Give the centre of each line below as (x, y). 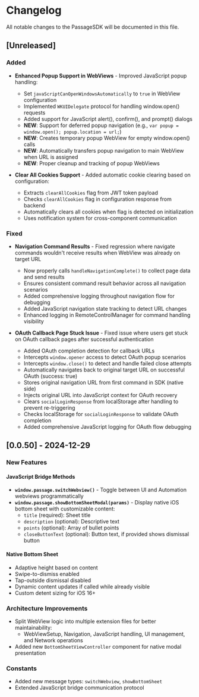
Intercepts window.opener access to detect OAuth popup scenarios (105, 357)
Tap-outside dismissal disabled (53, 580)
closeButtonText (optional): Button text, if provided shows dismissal (106, 534)
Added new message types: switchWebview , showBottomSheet (88, 681)
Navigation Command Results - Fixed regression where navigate (95, 246)
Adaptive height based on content (56, 568)
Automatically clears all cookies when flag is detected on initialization (108, 212)
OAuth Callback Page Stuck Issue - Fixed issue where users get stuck (101, 333)
